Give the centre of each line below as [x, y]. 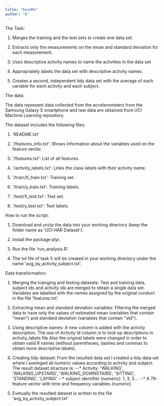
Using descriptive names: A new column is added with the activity [79, 327]
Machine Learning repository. [35, 115]
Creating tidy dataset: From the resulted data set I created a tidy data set [85, 358]
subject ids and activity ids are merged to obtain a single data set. [79, 288]
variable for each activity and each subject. [56, 86]
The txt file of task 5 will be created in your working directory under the [84, 258]
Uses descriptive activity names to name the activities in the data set [82, 62]
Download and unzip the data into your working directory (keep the [80, 225]
